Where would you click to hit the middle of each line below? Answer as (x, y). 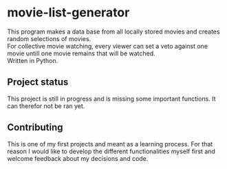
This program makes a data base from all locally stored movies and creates (113, 31)
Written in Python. (33, 60)
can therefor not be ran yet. (46, 106)
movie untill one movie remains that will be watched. (82, 53)
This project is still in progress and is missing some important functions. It (111, 99)
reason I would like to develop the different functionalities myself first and (111, 151)
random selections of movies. (49, 38)
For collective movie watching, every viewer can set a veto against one (108, 46)
